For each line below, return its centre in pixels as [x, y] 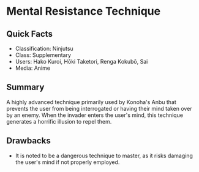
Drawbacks [28, 141]
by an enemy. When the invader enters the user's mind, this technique [95, 115]
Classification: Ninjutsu [44, 48]
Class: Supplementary [43, 55]
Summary [25, 87]
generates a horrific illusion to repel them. [59, 121]
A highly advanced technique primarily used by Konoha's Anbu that [91, 102]
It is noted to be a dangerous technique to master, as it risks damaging [104, 155]
